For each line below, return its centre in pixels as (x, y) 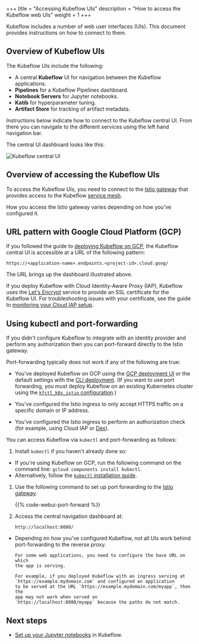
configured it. (23, 213)
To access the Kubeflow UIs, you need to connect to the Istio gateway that (97, 189)
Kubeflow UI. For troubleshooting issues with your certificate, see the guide (99, 299)
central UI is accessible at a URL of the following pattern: (76, 253)
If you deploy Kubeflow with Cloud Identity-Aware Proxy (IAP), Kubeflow (94, 286)
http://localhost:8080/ (44, 527)
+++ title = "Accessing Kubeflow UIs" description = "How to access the (94, 9)
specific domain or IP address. (52, 410)
